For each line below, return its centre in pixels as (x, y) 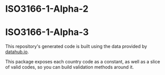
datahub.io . (17, 52)
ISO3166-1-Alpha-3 (47, 32)
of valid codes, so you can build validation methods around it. (70, 67)
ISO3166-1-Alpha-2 (47, 9)
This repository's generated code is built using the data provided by (76, 46)
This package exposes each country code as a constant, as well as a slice (83, 62)
